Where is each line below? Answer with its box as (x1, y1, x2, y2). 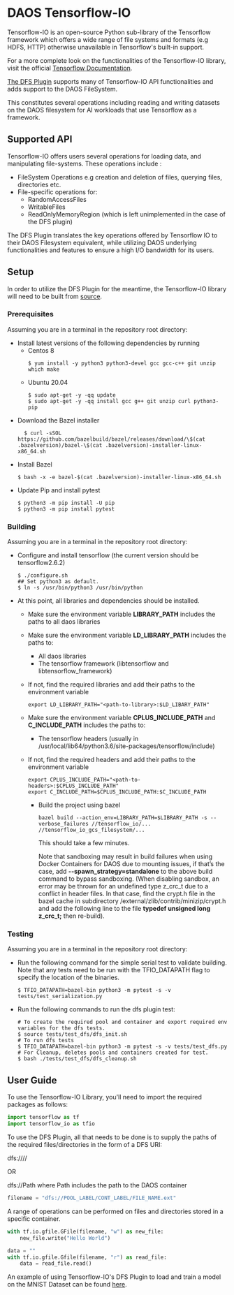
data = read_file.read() (20, 1260, 92, 1267)
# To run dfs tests (17, 1037, 75, 1044)
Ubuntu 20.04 (27, 378, 68, 386)
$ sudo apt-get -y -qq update (27, 391, 117, 399)
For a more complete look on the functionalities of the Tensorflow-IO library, (7, 56, 226, 64)
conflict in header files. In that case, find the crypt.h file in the (38, 889, 216, 898)
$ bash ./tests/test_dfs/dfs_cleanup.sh (17, 1055, 137, 1062)
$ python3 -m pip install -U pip (17, 499, 115, 506)
